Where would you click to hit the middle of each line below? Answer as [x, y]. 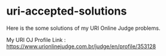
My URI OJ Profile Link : [36, 40]
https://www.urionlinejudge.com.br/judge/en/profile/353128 [81, 46]
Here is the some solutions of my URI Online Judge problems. [83, 28]
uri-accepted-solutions [67, 11]
